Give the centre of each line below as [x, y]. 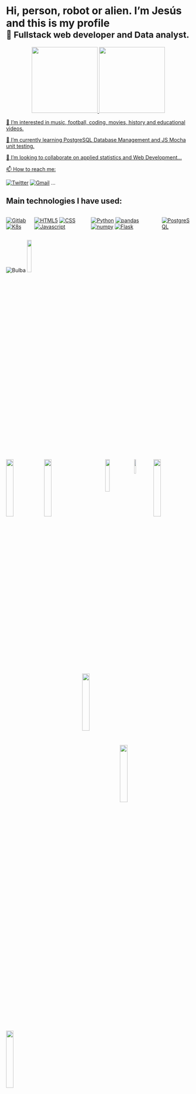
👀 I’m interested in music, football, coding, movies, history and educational [96, 122]
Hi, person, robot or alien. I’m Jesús [94, 11]
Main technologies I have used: [64, 201]
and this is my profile [58, 23]
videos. [15, 128]
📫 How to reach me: [31, 169]
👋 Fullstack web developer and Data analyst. [98, 35]
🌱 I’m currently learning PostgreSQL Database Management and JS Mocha [96, 139]
